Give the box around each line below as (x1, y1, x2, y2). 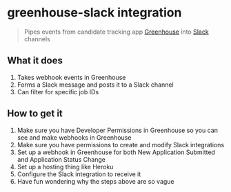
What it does (7, 55, 63, 67)
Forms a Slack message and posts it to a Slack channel (17, 81, 174, 89)
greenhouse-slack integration (7, 5, 182, 21)
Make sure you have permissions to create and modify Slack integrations (17, 140, 225, 149)
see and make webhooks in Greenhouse (17, 133, 132, 142)
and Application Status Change (17, 155, 106, 163)
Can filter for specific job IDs (17, 87, 99, 96)
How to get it (7, 108, 63, 120)
